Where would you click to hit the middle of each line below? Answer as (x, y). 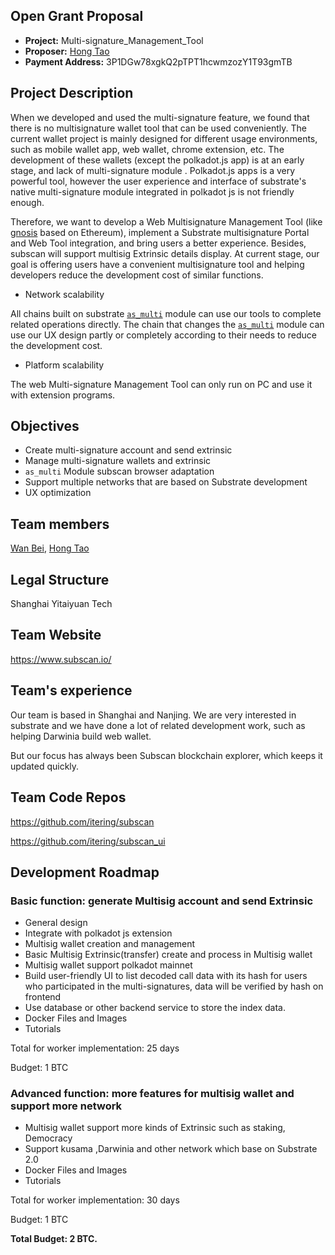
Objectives (45, 426)
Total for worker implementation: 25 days (95, 1048)
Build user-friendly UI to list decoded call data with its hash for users (166, 976)
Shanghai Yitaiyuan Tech (61, 604)
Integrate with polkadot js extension (98, 933)
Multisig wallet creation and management (110, 944)
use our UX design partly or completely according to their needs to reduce (163, 335)
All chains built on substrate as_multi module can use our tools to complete (166, 313)
